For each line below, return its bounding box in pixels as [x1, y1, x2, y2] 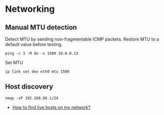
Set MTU [5, 60, 23, 65]
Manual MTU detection [5, 23, 78, 32]
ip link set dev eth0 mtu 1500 [5, 69, 70, 74]
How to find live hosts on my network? [12, 104, 90, 110]
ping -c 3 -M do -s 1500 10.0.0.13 [5, 51, 79, 56]
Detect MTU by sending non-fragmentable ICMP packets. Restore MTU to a [5, 36, 160, 42]
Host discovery [5, 82, 53, 91]
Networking [5, 3, 55, 15]
